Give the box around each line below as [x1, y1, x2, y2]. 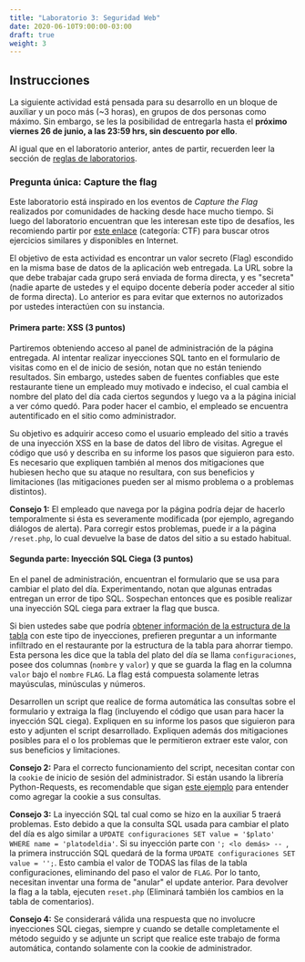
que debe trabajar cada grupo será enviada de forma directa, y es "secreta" [9, 272, 294, 283]
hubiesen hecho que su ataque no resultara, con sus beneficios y [9, 466, 255, 477]
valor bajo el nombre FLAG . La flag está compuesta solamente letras [9, 669, 259, 680]
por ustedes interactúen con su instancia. [9, 302, 166, 312]
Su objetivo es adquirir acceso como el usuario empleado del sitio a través [9, 427, 289, 438]
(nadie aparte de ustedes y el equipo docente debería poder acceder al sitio [9, 281, 295, 292]
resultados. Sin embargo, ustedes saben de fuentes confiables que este [9, 371, 280, 383]
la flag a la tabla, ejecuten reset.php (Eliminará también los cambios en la [9, 885, 284, 897]
